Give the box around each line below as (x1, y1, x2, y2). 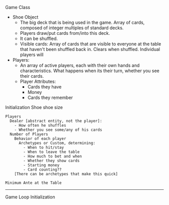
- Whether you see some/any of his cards (14, 127, 102, 132)
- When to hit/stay (23, 145, 64, 150)
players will (20, 52, 44, 58)
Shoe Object (12, 14, 39, 20)
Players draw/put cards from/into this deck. (20, 30, 110, 36)
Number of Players (10, 132, 49, 137)
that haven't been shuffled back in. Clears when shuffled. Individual (20, 46, 160, 52)
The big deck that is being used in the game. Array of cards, (20, 20, 145, 25)
